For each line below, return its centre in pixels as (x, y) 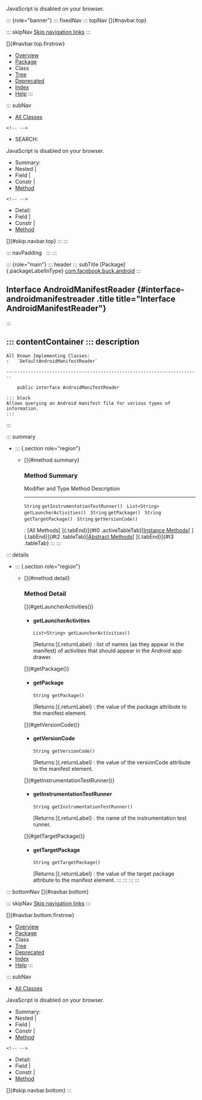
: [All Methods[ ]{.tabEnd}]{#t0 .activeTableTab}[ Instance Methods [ (107, 530)
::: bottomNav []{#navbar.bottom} (47, 892)
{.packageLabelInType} (35, 271)
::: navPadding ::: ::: (32, 253)
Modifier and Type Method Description (72, 488)
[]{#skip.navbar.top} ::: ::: (37, 241)
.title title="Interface (136, 299)
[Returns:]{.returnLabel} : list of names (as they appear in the (109, 644)
